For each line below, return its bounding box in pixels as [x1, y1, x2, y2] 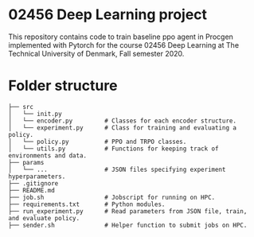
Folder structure [8, 77, 118, 95]
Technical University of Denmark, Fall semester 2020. [8, 49, 185, 58]
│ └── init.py [8, 110, 62, 118]
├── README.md [8, 186, 56, 194]
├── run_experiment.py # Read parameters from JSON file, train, [8, 207, 248, 216]
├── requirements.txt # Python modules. [8, 200, 166, 208]
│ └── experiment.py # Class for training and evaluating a [8, 123, 237, 132]
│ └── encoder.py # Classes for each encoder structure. [8, 117, 237, 125]
